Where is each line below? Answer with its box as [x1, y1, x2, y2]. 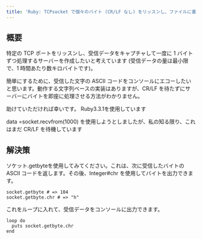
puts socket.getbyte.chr [11, 223, 74, 229]
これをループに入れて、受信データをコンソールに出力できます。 [6, 206, 164, 213]
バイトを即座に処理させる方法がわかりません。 [26, 93, 143, 100]
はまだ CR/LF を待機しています [6, 126, 82, 133]
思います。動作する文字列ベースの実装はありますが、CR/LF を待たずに [11, 85, 186, 92]
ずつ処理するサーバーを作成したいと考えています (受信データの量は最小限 [6, 57, 189, 64]
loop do [6, 218, 26, 224]
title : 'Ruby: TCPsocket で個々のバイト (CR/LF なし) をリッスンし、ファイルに [6, 8, 192, 15]
